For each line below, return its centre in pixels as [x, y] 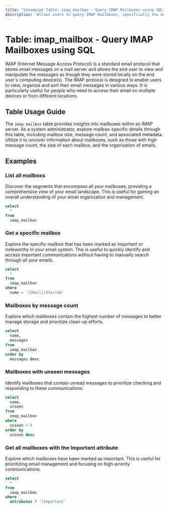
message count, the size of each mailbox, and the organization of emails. [81, 145]
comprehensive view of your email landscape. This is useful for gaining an [82, 191]
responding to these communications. [45, 388]
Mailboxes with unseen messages [48, 372]
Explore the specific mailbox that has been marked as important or [74, 244]
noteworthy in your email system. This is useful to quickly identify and [77, 249]
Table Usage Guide [35, 112]
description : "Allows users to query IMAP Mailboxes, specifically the [82, 15]
